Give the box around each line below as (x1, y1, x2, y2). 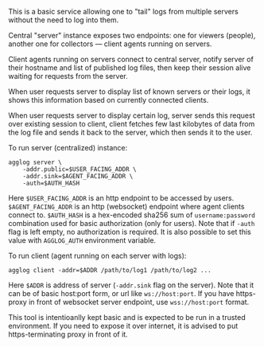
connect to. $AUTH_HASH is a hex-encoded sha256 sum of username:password (8, 210, 256, 220)
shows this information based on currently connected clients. (8, 96, 209, 104)
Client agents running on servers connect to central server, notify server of (8, 55, 254, 64)
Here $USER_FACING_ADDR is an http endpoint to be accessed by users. (8, 193, 235, 202)
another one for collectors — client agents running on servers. (8, 39, 212, 49)
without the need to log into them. (8, 15, 119, 25)
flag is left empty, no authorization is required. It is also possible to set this (8, 227, 252, 236)
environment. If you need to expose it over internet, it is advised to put (8, 322, 239, 330)
